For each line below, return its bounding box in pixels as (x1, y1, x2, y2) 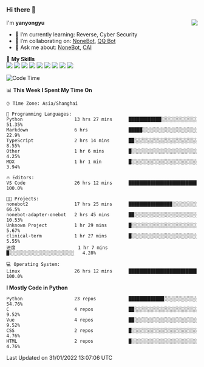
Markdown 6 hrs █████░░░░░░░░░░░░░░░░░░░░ (6, 127, 197, 133)
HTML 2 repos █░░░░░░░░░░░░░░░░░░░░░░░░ (6, 339, 197, 345)
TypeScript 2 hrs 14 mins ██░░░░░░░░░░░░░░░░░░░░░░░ (6, 137, 197, 144)
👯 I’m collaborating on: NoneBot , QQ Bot (15, 38, 116, 45)
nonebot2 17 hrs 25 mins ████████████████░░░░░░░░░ (6, 201, 197, 208)
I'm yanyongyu (6, 19, 45, 27)
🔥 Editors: (6, 175, 35, 181)
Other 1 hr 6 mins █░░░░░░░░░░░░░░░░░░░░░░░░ (6, 148, 197, 154)
